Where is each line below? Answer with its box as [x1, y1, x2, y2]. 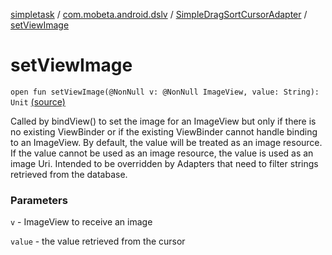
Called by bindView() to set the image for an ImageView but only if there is [10, 115, 317, 127]
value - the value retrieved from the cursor [10, 235, 186, 248]
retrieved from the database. [10, 168, 128, 180]
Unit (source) [10, 95, 66, 108]
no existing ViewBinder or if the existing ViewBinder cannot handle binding [10, 125, 318, 138]
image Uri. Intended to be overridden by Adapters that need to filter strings [10, 157, 319, 169]
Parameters [10, 193, 68, 207]
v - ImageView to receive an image [10, 216, 153, 228]
